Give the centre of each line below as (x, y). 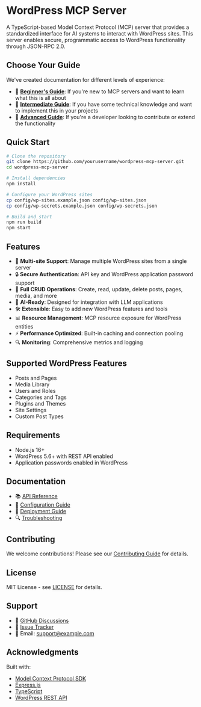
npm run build (24, 222)
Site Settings (31, 410)
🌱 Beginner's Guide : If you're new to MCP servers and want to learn (100, 91)
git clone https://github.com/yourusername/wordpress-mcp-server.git (95, 162)
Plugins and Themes (40, 403)
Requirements (33, 435)
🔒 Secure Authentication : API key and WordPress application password (104, 274)
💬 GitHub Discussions (42, 620)
